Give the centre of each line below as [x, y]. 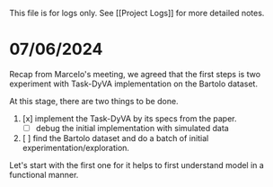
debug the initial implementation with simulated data [132, 128]
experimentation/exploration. [76, 148]
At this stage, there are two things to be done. [94, 101]
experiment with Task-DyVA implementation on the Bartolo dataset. [134, 84]
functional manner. [44, 175]
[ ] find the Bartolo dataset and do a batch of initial [115, 138]
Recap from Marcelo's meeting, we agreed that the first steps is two [135, 74]
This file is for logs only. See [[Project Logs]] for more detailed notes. [137, 13]
